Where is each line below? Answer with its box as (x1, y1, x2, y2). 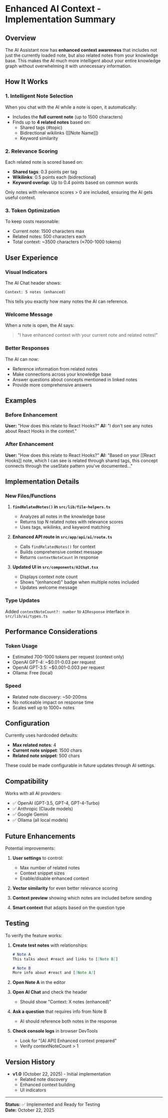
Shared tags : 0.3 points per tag (12, 169, 77, 175)
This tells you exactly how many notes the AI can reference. (5, 298, 128, 304)
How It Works (5, 77, 48, 86)
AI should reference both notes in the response (19, 1018, 117, 1025)
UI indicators (19, 1087, 46, 1093)
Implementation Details (5, 477, 79, 486)
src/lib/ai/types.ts (5, 614, 48, 619)
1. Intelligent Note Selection (5, 92, 73, 99)
